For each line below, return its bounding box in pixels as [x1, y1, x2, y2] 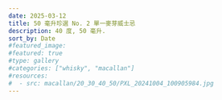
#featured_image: [8, 42, 67, 50]
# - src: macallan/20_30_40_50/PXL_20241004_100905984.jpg [8, 79, 215, 87]
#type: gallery [8, 57, 60, 65]
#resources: [8, 72, 48, 80]
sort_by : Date [8, 34, 56, 43]
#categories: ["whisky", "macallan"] [8, 65, 135, 73]
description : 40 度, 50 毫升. [8, 27, 106, 35]
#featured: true [8, 49, 63, 57]
